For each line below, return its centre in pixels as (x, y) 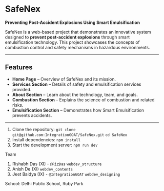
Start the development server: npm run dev (55, 145)
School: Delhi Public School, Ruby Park (44, 183)
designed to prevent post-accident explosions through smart (68, 37)
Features (19, 67)
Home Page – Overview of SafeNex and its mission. (64, 79)
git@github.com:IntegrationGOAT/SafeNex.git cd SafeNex (70, 135)
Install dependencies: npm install (46, 139)
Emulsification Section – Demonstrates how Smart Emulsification (78, 110)
